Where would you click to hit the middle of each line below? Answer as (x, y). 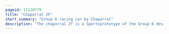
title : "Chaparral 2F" (29, 14)
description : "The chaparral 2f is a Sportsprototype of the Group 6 (80, 24)
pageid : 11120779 (23, 10)
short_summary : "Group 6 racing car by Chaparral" (59, 19)
